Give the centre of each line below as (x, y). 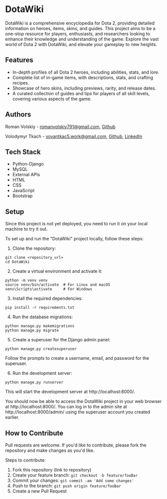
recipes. (21, 83)
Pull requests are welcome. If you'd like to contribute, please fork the (76, 445)
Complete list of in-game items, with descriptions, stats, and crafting (83, 77)
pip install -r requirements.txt (40, 308)
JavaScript (23, 191)
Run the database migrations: (43, 317)
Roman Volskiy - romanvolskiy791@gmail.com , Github (60, 127)
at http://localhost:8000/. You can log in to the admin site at (66, 407)
